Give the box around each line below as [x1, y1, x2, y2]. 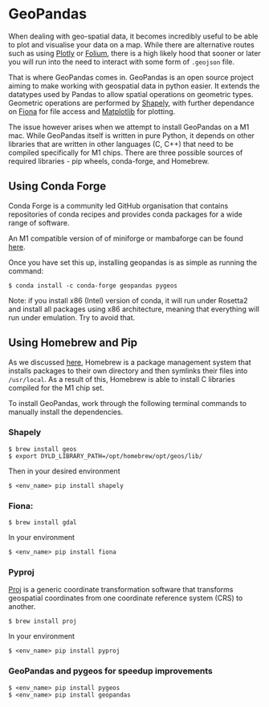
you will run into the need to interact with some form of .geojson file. [8, 57, 235, 67]
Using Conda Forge [8, 180, 107, 193]
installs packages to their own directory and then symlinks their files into [8, 366, 248, 376]
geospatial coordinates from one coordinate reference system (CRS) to [8, 593, 243, 603]
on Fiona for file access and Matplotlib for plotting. [8, 106, 176, 116]
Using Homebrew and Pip [8, 336, 138, 350]
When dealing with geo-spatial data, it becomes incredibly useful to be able [8, 31, 259, 41]
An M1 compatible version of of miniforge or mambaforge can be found [8, 234, 243, 243]
